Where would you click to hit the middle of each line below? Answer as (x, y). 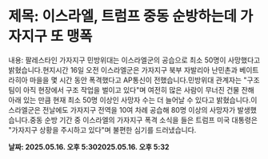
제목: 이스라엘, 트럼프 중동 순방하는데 (123, 16)
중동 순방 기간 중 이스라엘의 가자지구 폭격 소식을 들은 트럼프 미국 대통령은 (144, 120)
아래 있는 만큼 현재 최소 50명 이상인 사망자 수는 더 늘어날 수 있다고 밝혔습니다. (130, 100)
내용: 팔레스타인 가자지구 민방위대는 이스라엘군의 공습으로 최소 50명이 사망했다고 (134, 60)
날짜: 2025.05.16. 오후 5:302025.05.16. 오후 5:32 (89, 147)
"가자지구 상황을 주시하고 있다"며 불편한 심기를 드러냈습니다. (102, 129)
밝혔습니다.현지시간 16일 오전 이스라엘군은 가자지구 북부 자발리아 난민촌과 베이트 (134, 70)
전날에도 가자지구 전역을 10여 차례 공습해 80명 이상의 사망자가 (139, 109)
